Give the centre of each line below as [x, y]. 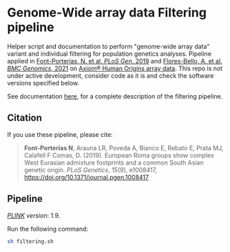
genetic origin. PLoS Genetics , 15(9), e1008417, [90, 169]
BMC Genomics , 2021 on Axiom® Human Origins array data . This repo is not [115, 68]
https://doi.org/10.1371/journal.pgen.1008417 [86, 177]
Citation [25, 118]
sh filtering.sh [30, 241]
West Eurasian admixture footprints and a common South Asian [114, 162]
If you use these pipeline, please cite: [60, 134]
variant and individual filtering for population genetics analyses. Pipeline [109, 54]
